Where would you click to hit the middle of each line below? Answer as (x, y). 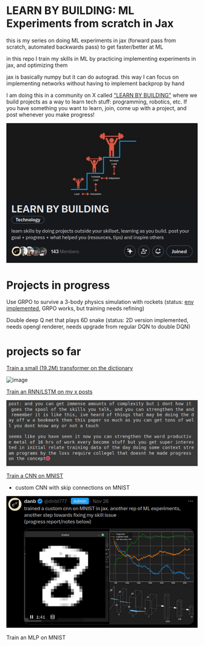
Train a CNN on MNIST (35, 476)
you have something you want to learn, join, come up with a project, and (97, 108)
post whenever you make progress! (51, 114)
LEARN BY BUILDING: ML (70, 11)
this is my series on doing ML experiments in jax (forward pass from (91, 40)
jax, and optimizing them (37, 65)
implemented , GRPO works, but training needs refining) (75, 309)
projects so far (44, 351)
